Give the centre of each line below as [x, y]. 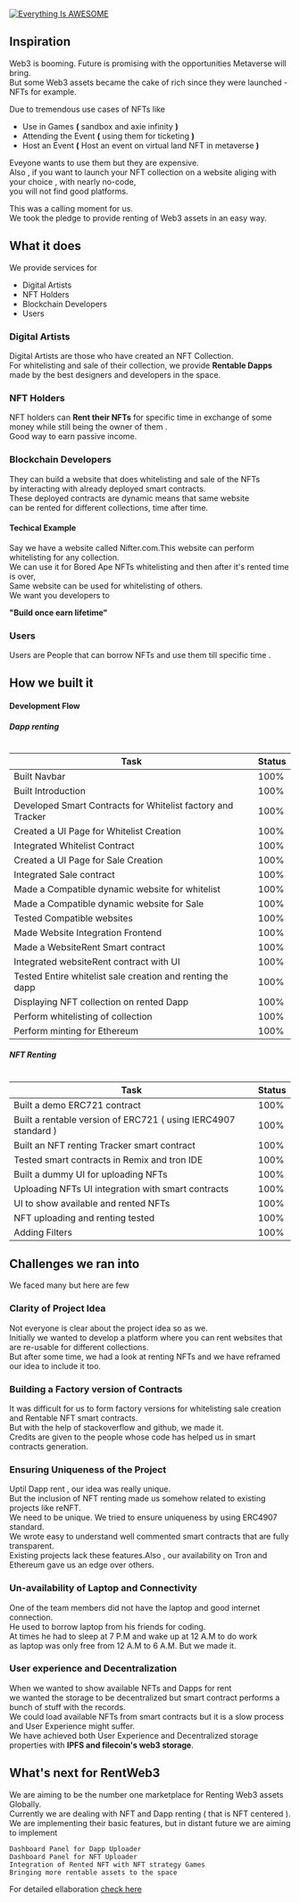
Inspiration [40, 42]
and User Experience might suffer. [72, 1726]
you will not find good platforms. [69, 191]
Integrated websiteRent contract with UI [97, 962]
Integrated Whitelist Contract [75, 846]
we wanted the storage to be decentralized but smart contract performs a [145, 1698]
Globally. [25, 1804]
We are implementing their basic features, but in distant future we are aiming [150, 1823]
